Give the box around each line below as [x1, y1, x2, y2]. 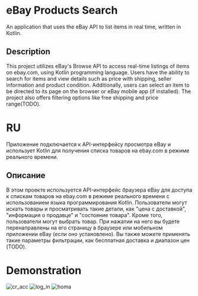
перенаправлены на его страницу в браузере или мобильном [6, 224, 163, 231]
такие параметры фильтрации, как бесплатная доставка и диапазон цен [6, 237, 190, 244]
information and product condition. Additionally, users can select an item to [6, 81, 190, 88]
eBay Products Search [6, 4, 118, 17]
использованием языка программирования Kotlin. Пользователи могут [6, 199, 187, 206]
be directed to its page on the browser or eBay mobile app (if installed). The [6, 87, 191, 95]
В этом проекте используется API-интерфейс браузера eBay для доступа [6, 186, 193, 193]
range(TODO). [6, 100, 41, 107]
